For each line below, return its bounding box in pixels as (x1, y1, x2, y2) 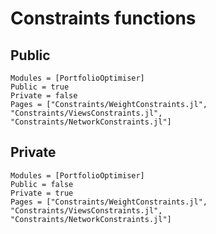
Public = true (10, 82, 70, 92)
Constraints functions (10, 7, 197, 30)
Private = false (10, 91, 78, 101)
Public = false (10, 179, 74, 189)
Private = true (10, 188, 74, 198)
